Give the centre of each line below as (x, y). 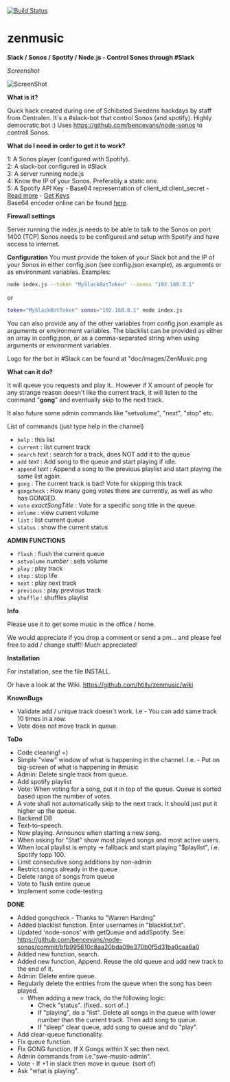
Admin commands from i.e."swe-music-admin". (84, 1056)
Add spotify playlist (44, 781)
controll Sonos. (28, 132)
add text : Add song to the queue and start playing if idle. (97, 461)
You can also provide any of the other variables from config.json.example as (115, 323)
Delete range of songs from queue (66, 876)
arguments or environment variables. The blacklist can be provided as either (115, 330)
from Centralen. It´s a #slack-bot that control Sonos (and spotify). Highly (110, 117)
